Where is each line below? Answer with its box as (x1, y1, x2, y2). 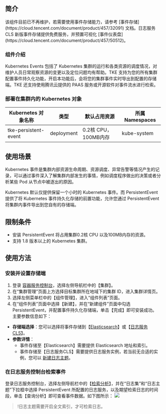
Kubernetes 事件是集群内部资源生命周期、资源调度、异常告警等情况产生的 (5, 167, 156, 173)
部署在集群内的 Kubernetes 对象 (5, 96, 82, 103)
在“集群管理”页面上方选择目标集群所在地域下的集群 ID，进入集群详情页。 (12, 288, 161, 294)
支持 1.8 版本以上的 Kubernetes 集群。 (12, 238, 90, 244)
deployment (50, 130, 78, 137)
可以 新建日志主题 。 (33, 355, 73, 360)
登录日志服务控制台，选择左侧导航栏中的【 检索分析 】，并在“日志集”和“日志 (5, 381, 156, 387)
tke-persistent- (7, 127, 44, 134)
